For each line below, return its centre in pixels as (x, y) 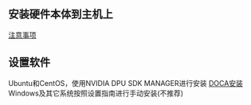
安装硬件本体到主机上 (61, 14)
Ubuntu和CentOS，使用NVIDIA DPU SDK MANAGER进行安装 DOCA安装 (125, 83)
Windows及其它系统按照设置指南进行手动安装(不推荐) (96, 93)
